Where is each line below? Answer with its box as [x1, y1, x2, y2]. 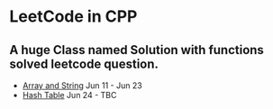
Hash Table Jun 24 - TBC [22, 90, 117, 100]
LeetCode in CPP [9, 6, 138, 27]
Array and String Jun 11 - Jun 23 [22, 80, 142, 91]
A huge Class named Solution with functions [9, 42, 264, 58]
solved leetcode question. [9, 56, 159, 71]
